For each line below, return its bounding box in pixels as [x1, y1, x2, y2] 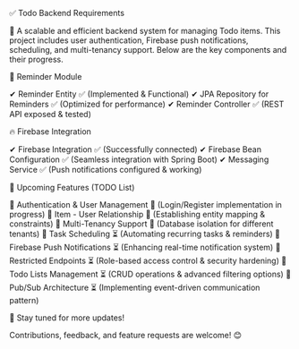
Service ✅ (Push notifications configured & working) [9, 165, 202, 174]
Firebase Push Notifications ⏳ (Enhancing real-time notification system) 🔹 [9, 242, 281, 252]
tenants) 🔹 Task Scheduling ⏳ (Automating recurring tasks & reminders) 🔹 [9, 228, 280, 239]
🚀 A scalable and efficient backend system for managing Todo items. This [9, 26, 281, 36]
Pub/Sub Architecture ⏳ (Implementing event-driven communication [9, 282, 261, 293]
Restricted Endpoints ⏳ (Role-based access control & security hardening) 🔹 [9, 255, 287, 266]
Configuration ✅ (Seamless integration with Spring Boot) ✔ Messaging [9, 154, 269, 165]
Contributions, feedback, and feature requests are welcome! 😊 [9, 330, 243, 340]
